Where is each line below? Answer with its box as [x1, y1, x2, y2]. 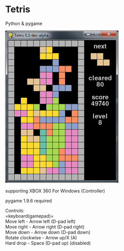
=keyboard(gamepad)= [5, 213, 54, 219]
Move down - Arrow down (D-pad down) [5, 229, 90, 235]
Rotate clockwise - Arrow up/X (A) [5, 234, 77, 240]
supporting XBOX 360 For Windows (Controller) [5, 187, 105, 194]
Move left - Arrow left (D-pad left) [5, 218, 76, 225]
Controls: [5, 207, 24, 213]
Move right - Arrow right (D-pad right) [5, 224, 85, 230]
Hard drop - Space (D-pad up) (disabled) [5, 240, 91, 246]
